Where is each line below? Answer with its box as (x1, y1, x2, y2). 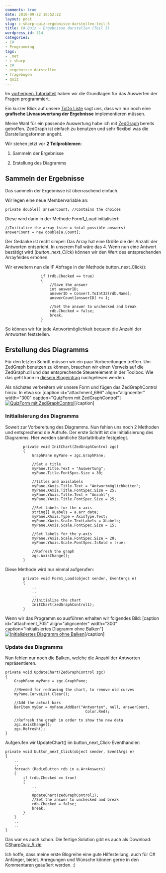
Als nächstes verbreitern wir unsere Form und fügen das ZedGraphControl (5, 384, 158, 390)
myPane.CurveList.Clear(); (14, 691, 70, 697)
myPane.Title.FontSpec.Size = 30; (31, 470, 103, 475)
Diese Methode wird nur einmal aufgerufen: (5, 566, 94, 572)
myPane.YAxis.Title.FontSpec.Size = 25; (31, 496, 117, 501)
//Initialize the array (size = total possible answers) (5, 225, 126, 230)
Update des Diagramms (5, 643, 63, 650)
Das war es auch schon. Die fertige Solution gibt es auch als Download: (5, 836, 152, 842)
